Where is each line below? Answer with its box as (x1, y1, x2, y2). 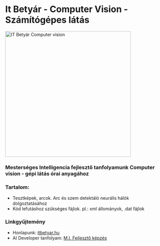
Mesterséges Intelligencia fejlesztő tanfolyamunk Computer (5, 163, 155, 171)
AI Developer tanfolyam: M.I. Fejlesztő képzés (12, 235, 107, 241)
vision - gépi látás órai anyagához (5, 170, 89, 177)
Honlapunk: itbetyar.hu (12, 230, 60, 236)
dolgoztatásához (12, 200, 48, 207)
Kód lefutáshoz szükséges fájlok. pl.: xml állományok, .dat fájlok (12, 206, 144, 212)
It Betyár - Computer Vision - (5, 4, 128, 15)
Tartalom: (5, 184, 30, 191)
